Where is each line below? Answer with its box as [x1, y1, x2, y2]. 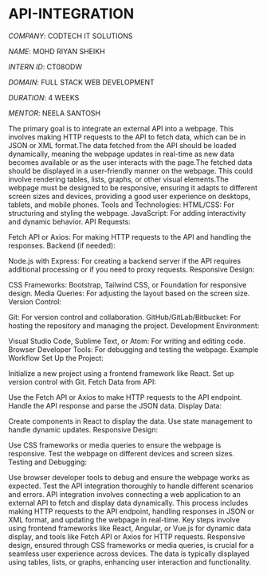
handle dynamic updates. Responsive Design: [8, 424, 158, 434]
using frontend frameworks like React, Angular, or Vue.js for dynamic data [8, 523, 251, 533]
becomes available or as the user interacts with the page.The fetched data [8, 157, 253, 167]
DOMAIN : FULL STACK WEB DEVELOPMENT [8, 77, 155, 87]
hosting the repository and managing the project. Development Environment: [8, 320, 260, 331]
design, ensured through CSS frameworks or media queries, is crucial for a [8, 540, 254, 550]
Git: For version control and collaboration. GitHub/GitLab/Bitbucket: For [8, 312, 241, 322]
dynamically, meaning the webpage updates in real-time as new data [8, 149, 235, 158]
